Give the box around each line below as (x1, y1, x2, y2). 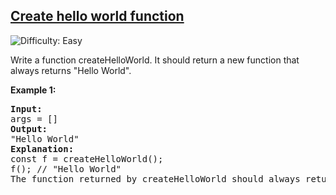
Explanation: (10, 143, 75, 154)
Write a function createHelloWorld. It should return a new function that (10, 54, 300, 66)
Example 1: (10, 84, 57, 96)
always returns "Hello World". (10, 64, 132, 76)
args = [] (10, 113, 58, 124)
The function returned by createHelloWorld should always (10, 173, 301, 184)
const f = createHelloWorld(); (10, 153, 164, 164)
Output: (10, 123, 48, 134)
